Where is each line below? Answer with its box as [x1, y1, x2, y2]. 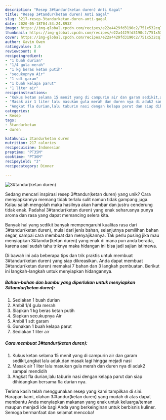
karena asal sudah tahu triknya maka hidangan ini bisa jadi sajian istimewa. [5, 243, 157, 249]
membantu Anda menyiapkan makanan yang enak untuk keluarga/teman [5, 399, 153, 405]
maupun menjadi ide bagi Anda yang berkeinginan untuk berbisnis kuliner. [5, 404, 156, 410]
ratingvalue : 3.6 [5, 44, 41, 49]
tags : [5, 117, 16, 123]
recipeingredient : [5, 53, 43, 58]
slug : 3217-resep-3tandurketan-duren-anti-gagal [5, 16, 107, 21]
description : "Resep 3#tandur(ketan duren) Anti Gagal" [5, 7, 123, 12]
